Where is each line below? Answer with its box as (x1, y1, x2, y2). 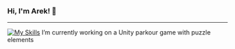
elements (7, 36, 34, 44)
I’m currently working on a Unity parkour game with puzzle (41, 28, 211, 37)
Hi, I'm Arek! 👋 (7, 6, 57, 16)
